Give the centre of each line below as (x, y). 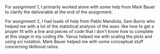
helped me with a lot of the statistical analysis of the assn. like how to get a (80, 26)
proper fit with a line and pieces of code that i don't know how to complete (79, 31)
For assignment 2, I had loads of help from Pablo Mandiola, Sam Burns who (80, 21)
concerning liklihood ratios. (32, 47)
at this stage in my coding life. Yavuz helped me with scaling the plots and (79, 36)
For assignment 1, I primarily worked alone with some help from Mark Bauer (80, 7)
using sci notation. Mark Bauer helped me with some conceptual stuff (74, 42)
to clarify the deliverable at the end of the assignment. (59, 12)
